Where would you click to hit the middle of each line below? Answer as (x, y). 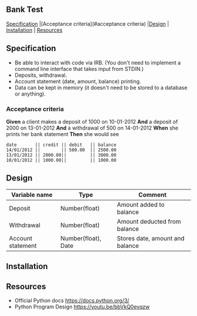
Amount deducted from (149, 221)
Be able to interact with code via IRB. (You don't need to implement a (98, 62)
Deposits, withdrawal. (41, 75)
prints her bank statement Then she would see (62, 134)
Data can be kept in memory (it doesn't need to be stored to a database (101, 87)
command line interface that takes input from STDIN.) (79, 69)
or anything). (30, 94)
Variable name (32, 195)
